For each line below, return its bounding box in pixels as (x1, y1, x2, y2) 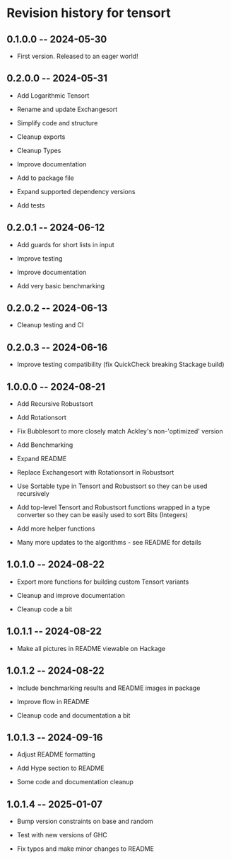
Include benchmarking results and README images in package (16, 684, 201, 692)
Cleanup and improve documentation (16, 591, 125, 599)
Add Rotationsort (16, 413, 66, 422)
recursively (16, 490, 50, 498)
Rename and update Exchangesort (16, 105, 118, 113)
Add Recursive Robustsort (16, 400, 93, 408)
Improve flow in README (16, 697, 90, 706)
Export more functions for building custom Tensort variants (16, 577, 189, 586)
